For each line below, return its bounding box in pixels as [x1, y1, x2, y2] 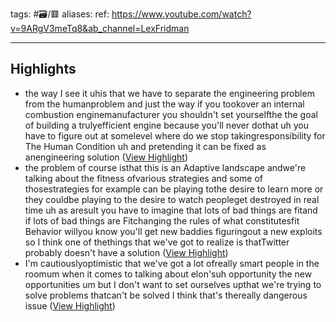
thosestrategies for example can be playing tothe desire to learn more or [24, 183, 324, 195]
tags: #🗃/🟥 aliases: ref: [10, 8, 110, 20]
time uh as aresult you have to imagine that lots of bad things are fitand [24, 204, 318, 216]
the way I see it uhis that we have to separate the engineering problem [24, 87, 315, 99]
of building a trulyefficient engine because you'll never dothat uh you [24, 119, 309, 131]
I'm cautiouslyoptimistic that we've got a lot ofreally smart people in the [24, 257, 320, 269]
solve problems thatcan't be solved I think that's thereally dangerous [24, 289, 308, 301]
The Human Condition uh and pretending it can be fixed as [24, 140, 267, 152]
